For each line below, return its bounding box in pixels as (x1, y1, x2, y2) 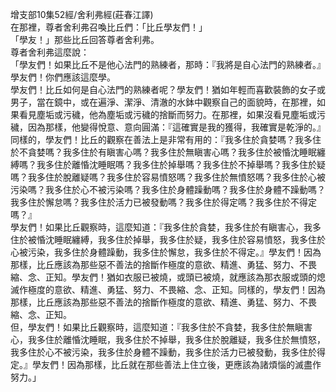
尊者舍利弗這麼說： (10, 46, 90, 58)
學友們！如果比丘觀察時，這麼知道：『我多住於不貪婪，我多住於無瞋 (27, 321, 304, 333)
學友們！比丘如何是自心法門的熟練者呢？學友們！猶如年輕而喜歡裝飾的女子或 (10, 84, 326, 95)
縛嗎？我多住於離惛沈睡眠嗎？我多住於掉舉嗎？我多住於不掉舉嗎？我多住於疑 (10, 159, 326, 170)
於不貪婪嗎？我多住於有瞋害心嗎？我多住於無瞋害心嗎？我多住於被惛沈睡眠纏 (10, 146, 326, 158)
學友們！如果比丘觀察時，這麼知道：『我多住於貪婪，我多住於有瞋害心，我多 (10, 221, 322, 233)
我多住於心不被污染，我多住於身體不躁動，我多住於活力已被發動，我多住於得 (10, 346, 326, 358)
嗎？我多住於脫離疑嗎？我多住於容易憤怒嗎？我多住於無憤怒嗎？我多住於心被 (10, 171, 326, 183)
